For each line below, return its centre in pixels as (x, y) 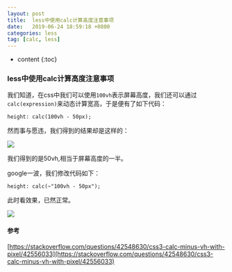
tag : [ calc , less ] (34, 40)
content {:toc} (37, 59)
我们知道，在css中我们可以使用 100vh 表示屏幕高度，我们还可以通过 (102, 95)
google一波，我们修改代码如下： (54, 173)
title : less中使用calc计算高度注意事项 (61, 20)
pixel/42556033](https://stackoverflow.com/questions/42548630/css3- (110, 254)
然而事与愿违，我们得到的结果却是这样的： (68, 131)
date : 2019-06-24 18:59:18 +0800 (59, 26)
